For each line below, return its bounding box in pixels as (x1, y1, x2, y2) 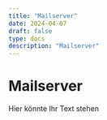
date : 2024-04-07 (8, 19, 67, 28)
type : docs (8, 34, 45, 43)
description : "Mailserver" (8, 42, 100, 50)
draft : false (8, 27, 53, 35)
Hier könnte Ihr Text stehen (8, 104, 100, 114)
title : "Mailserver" (8, 11, 79, 20)
